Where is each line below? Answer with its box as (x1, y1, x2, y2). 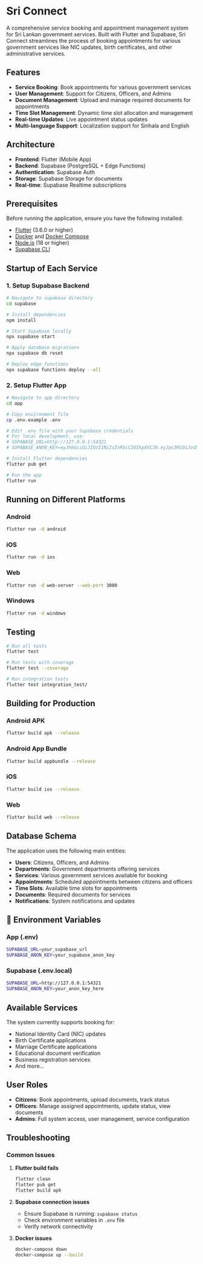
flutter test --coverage (6, 665, 69, 671)
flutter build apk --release (6, 730, 80, 737)
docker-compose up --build (14, 1252, 83, 1258)
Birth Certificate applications (14, 1036, 86, 1043)
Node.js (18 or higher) (14, 239, 69, 247)
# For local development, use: (6, 433, 85, 439)
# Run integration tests (6, 676, 69, 682)
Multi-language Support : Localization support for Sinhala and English (14, 122, 190, 129)
